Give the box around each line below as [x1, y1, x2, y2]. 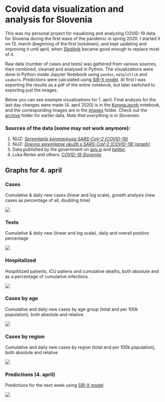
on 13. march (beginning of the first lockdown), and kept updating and [5, 40, 147, 46]
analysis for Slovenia [5, 14, 93, 25]
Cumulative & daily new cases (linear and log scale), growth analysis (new [5, 192, 155, 198]
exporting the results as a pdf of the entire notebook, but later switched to [5, 81, 155, 87]
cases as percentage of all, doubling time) [5, 197, 91, 203]
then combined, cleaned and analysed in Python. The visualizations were [5, 66, 154, 72]
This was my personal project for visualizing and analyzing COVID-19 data [5, 30, 156, 36]
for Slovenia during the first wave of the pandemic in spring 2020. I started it [5, 36, 161, 41]
